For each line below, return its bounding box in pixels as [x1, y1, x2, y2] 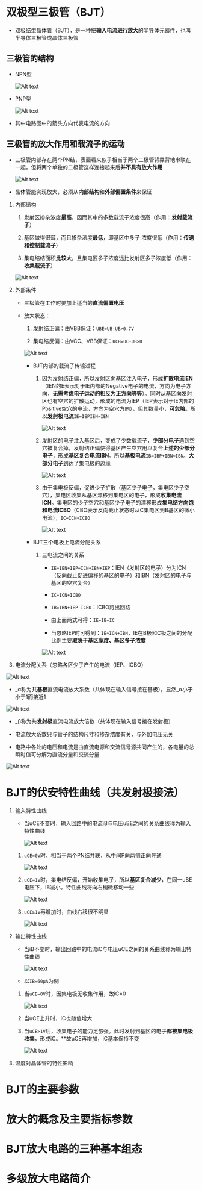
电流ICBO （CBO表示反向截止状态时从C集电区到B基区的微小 [47, 506, 195, 514]
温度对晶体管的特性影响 [14, 1059, 73, 1067]
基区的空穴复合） [50, 579, 93, 586]
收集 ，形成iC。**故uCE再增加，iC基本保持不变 [23, 1035, 139, 1042]
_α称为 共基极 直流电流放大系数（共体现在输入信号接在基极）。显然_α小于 [14, 685, 194, 693]
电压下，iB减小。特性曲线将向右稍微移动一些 [23, 883, 135, 891]
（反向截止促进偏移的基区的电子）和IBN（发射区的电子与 [50, 572, 192, 579]
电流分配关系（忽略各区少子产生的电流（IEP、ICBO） [14, 661, 147, 668]
